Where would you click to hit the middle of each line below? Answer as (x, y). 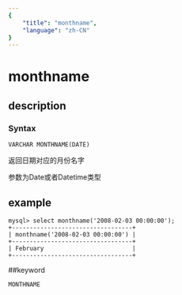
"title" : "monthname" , (60, 23)
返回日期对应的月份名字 (46, 161)
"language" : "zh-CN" (56, 30)
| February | (72, 248)
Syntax (22, 128)
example (30, 202)
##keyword (27, 270)
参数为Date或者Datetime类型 (55, 177)
